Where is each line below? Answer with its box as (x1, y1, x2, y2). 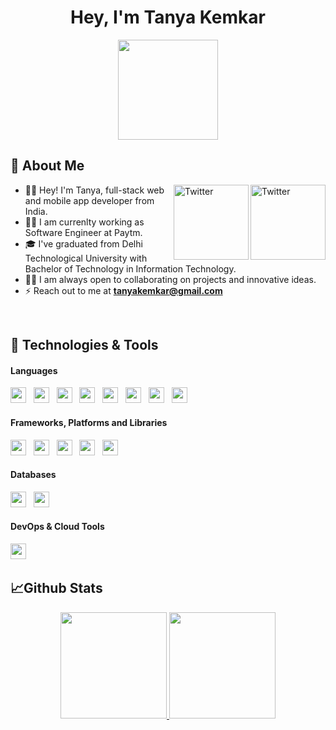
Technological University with (24, 252, 148, 264)
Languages (10, 364, 58, 376)
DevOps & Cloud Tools (10, 521, 105, 533)
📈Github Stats (10, 580, 103, 597)
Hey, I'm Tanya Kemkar (69, 6, 266, 29)
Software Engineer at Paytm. (24, 226, 143, 238)
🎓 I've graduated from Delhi (24, 237, 143, 250)
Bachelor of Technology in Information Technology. (24, 262, 237, 275)
